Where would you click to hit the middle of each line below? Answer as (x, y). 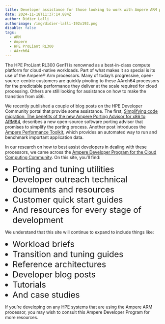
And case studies (46, 295)
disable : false (21, 28)
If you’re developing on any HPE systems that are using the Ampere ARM (79, 307)
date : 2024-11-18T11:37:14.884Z (38, 14)
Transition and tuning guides (68, 254)
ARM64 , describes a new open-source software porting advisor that (74, 122)
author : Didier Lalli (27, 19)
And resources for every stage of (77, 210)
